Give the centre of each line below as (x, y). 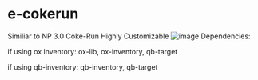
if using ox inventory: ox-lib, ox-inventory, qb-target (93, 51)
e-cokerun (43, 14)
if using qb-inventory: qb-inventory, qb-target (83, 67)
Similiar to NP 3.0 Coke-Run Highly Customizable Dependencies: (129, 36)
